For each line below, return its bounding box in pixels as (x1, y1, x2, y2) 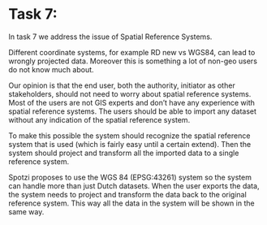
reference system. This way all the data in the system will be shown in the (8, 198, 255, 208)
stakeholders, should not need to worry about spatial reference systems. (8, 89, 252, 98)
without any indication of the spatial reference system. (8, 115, 191, 124)
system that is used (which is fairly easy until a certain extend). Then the (8, 139, 252, 149)
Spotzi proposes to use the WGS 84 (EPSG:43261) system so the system (8, 172, 252, 182)
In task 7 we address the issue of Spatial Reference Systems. (8, 32, 213, 41)
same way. (8, 206, 45, 216)
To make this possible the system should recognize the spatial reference (8, 131, 251, 141)
